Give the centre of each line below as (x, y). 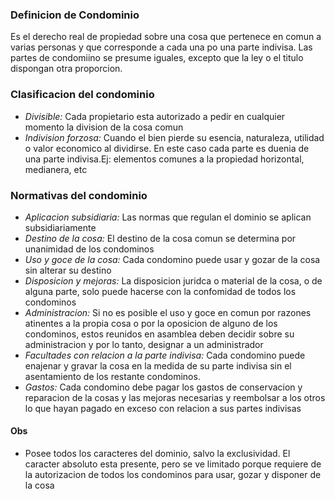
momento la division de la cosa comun (104, 127)
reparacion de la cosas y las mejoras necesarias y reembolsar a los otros (175, 397)
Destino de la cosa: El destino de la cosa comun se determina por (160, 238)
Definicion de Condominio (75, 15)
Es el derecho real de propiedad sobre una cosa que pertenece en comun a (166, 37)
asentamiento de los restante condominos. (112, 376)
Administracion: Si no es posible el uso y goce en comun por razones (168, 312)
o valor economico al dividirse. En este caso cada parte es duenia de (167, 148)
